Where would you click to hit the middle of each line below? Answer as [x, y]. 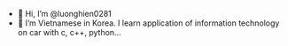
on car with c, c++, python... [69, 32]
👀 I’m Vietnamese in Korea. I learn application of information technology [148, 23]
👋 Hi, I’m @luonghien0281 [65, 14]
